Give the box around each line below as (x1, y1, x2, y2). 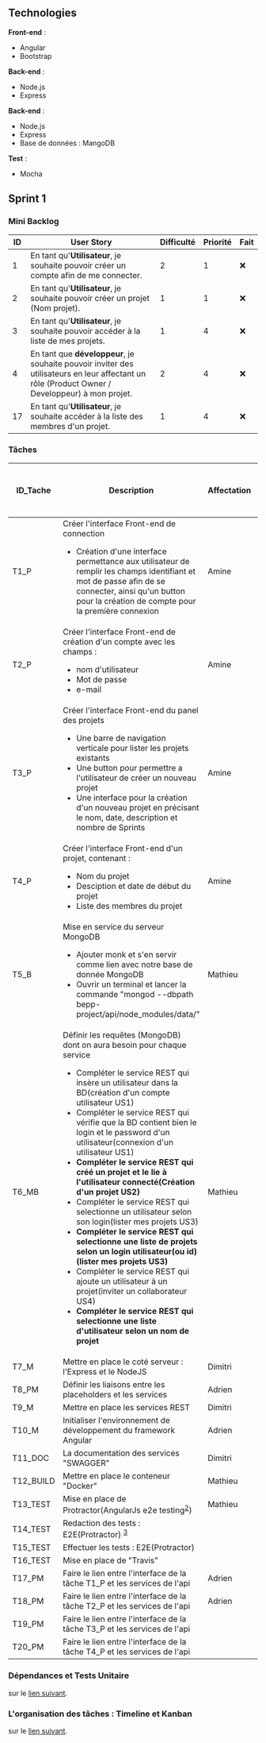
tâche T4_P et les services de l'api (63, 1646, 191, 1657)
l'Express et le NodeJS (63, 1366, 147, 1377)
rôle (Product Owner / (30, 377, 112, 388)
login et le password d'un (76, 1127, 170, 1138)
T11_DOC (12, 1452, 50, 1463)
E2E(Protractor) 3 (63, 1528, 128, 1540)
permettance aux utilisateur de (76, 555, 190, 566)
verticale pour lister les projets (76, 742, 189, 753)
